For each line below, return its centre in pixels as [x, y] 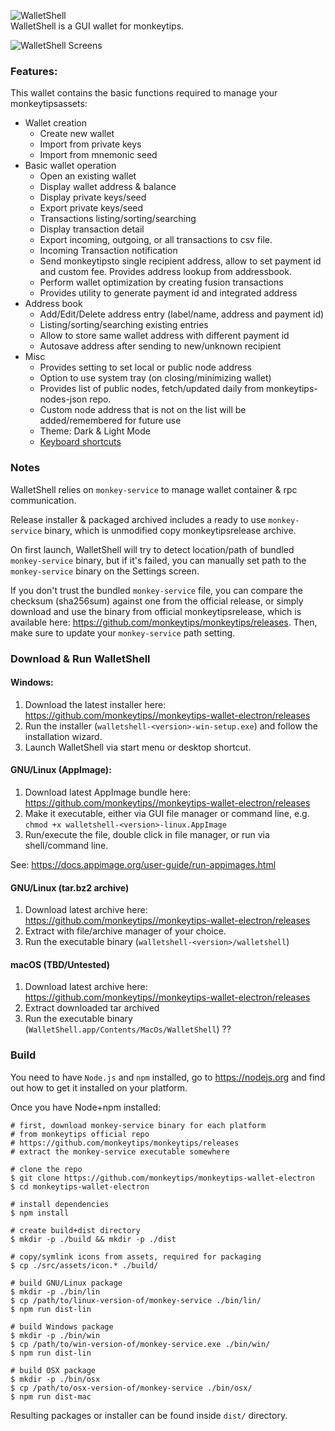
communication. [43, 500]
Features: [34, 71]
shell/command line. [66, 845]
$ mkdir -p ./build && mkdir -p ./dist [93, 1239]
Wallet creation [56, 123]
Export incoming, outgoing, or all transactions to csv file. [156, 240]
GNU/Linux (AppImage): [61, 770]
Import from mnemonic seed [98, 155]
